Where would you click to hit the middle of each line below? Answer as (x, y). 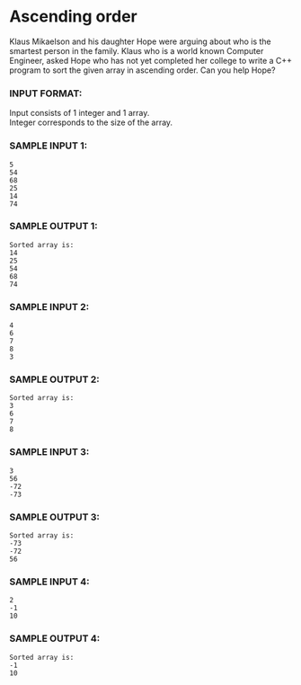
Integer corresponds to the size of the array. (91, 122)
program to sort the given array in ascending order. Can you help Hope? (142, 70)
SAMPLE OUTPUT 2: (55, 379)
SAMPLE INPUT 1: (49, 146)
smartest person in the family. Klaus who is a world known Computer (137, 50)
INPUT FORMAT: (46, 93)
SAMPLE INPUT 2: (49, 307)
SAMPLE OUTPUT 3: (55, 517)
